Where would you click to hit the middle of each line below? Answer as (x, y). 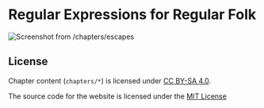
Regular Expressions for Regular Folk (132, 15)
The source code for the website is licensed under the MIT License (118, 96)
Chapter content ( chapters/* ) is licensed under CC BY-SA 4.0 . (110, 80)
